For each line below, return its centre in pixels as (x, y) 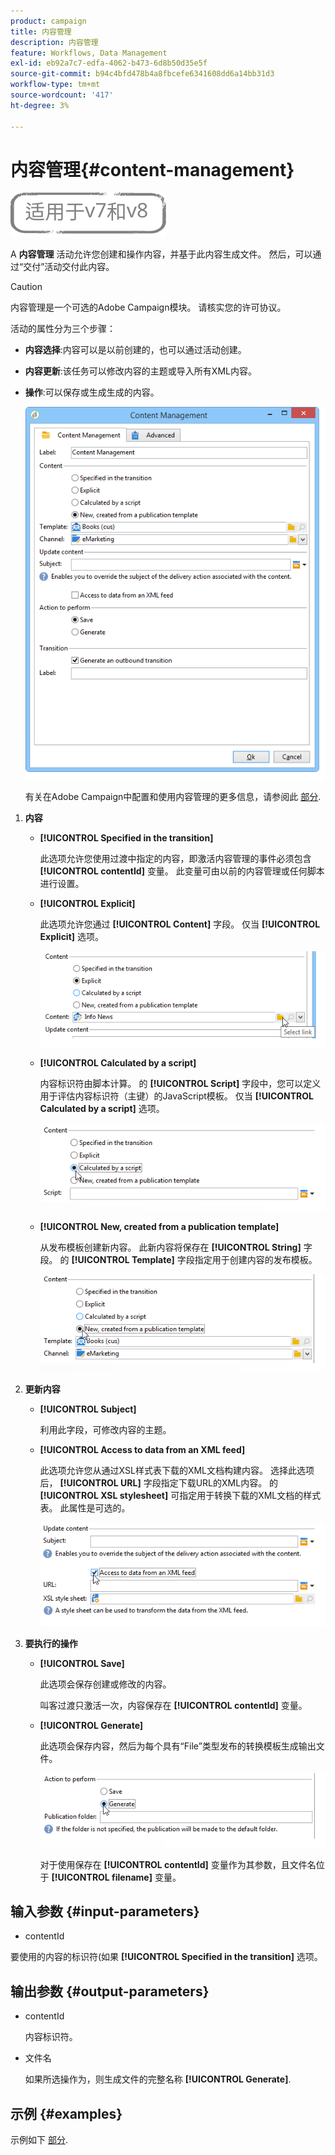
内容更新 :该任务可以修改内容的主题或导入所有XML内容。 (140, 371)
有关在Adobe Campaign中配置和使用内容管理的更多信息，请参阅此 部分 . (173, 797)
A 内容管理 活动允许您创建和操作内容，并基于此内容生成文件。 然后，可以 (161, 254)
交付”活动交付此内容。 (69, 267)
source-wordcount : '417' (62, 95)
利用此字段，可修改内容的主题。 (105, 1429)
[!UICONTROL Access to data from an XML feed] (142, 1449)
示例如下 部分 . (39, 2139)
